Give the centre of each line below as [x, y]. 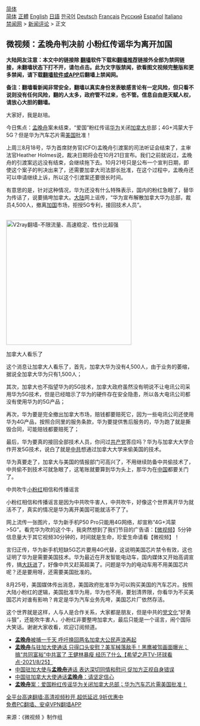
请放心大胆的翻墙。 [30, 102]
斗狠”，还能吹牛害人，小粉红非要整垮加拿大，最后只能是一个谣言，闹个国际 [99, 619]
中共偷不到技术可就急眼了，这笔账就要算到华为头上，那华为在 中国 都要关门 [97, 469]
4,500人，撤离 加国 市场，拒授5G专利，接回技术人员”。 [78, 205]
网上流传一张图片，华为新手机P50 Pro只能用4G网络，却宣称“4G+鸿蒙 [91, 522]
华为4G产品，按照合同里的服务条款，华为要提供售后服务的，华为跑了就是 [96, 421]
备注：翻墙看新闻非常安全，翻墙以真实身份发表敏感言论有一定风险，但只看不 [100, 87]
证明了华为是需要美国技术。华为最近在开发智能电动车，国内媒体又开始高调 [97, 557]
